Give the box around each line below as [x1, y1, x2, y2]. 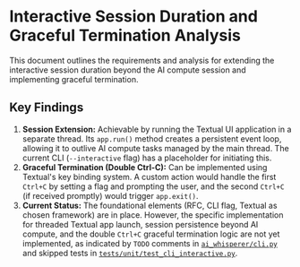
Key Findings [9, 100, 84, 116]
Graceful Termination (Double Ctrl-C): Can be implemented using [21, 161, 268, 172]
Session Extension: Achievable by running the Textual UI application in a [21, 124, 292, 134]
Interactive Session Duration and [9, 6, 258, 27]
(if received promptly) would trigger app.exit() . [21, 190, 199, 201]
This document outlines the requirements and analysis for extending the [9, 55, 275, 65]
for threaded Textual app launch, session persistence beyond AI [21, 219, 259, 229]
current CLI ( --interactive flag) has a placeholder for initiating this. [21, 152, 272, 163]
